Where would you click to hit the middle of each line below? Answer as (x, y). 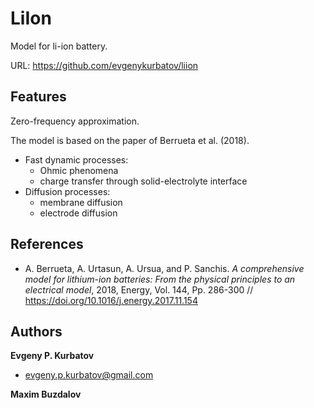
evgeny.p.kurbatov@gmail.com (89, 375)
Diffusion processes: (67, 191)
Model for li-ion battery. (59, 46)
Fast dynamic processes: (76, 159)
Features (38, 97)
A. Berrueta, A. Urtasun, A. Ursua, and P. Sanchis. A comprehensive (164, 268)
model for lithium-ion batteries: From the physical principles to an (160, 279)
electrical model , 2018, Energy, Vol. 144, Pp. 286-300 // (139, 289)
